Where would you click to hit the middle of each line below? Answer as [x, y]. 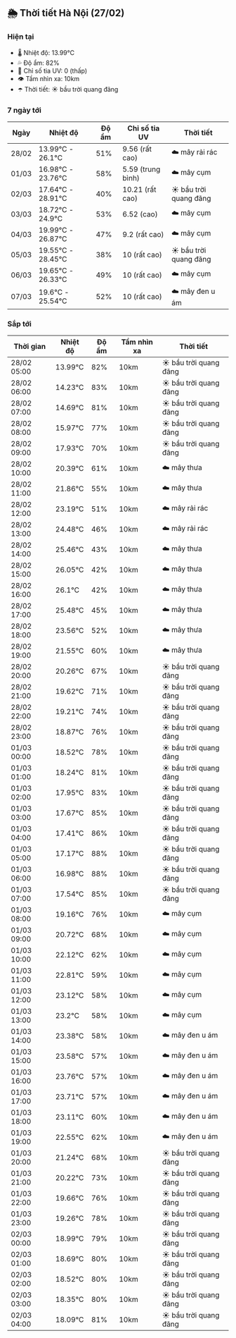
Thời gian [30, 347]
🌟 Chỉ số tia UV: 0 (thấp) [52, 70]
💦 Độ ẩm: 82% [38, 63]
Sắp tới [19, 324]
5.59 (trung [142, 169]
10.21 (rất [139, 189]
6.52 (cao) [140, 214]
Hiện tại [21, 37]
